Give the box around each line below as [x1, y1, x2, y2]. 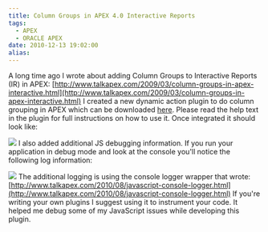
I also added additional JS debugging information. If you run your [18, 138, 233, 148]
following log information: [8, 155, 93, 165]
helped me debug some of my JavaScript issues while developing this [8, 206, 240, 215]
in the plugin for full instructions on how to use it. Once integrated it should [8, 114, 255, 122]
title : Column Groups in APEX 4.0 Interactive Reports [8, 11, 196, 20]
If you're [232, 189, 261, 198]
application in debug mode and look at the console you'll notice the [8, 147, 231, 156]
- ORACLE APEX [15, 34, 63, 42]
